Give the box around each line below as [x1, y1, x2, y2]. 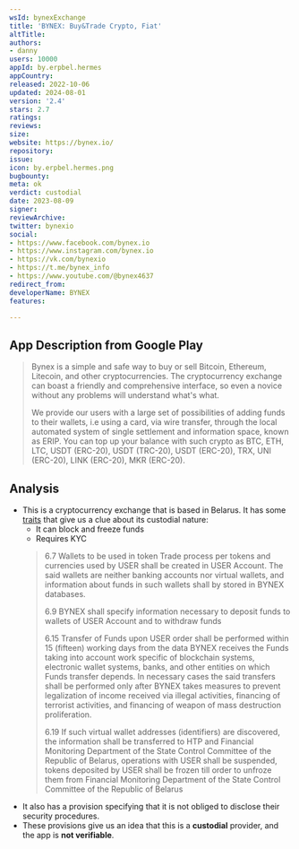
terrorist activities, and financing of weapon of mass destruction [44, 700, 282, 710]
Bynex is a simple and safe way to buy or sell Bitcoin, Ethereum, [30, 361, 267, 372]
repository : [9, 146, 54, 155]
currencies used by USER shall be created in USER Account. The [44, 560, 284, 570]
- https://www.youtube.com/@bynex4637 [9, 272, 154, 281]
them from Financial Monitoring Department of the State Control [44, 775, 281, 784]
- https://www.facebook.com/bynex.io [9, 238, 150, 247]
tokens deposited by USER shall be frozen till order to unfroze [44, 765, 272, 775]
